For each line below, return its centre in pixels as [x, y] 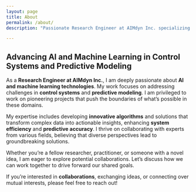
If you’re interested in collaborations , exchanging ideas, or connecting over [97, 177]
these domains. [25, 105]
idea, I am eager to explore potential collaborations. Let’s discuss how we [94, 159]
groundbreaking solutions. [38, 142]
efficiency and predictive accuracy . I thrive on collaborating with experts [95, 129]
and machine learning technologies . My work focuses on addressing [90, 86]
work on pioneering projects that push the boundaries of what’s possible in [97, 99]
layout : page [22, 11]
